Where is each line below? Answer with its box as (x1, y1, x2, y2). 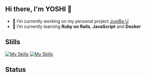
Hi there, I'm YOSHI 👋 (5, 5, 72, 13)
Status (5, 66, 26, 74)
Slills (5, 38, 21, 46)
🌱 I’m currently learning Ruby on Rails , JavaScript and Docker (12, 23, 141, 29)
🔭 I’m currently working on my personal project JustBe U (12, 18, 129, 24)
